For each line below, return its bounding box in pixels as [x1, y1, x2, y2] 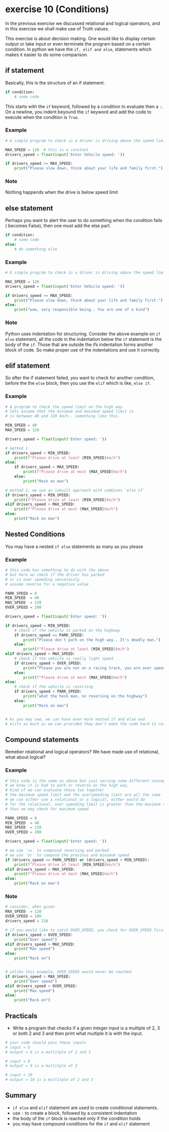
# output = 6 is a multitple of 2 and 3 [5, 1050, 92, 1055]
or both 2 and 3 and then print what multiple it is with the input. [12, 1030, 143, 1036]
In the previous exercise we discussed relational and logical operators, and [5, 20, 160, 26]
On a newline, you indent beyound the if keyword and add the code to [5, 109, 152, 115]
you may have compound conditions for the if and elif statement [12, 1120, 150, 1126]
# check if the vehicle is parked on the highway [14, 628, 121, 633]
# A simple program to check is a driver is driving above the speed [5, 138, 154, 143]
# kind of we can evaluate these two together [5, 788, 105, 793]
